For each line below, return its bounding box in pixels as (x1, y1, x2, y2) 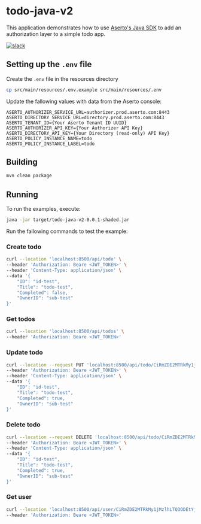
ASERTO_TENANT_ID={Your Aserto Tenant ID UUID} (6, 120, 127, 126)
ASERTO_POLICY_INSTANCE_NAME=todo (6, 135, 93, 141)
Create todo (6, 243, 42, 251)
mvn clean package (6, 172, 52, 179)
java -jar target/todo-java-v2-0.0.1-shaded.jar (6, 217, 130, 223)
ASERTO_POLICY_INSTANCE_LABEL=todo (6, 141, 95, 147)
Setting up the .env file (6, 59, 92, 69)
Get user (6, 493, 32, 501)
